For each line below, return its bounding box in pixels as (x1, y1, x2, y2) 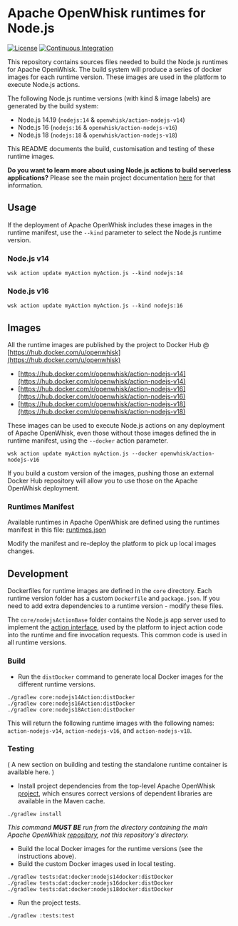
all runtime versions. (7, 638, 67, 647)
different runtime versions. (17, 679, 96, 689)
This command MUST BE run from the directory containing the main (7, 823, 208, 831)
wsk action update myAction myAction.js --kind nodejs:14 (7, 269, 183, 277)
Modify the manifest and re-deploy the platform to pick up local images (7, 540, 217, 548)
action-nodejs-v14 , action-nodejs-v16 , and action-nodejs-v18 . (7, 726, 192, 735)
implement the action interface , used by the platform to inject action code (7, 623, 223, 632)
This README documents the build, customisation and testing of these (7, 144, 215, 153)
